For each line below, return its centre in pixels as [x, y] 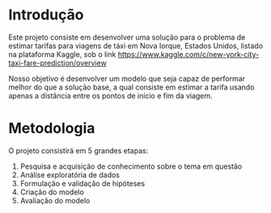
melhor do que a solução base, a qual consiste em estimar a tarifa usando [131, 87]
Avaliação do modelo [55, 200]
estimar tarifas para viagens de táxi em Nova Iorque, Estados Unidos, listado [136, 45]
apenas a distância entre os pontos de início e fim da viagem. [110, 95]
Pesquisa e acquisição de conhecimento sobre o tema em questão [131, 166]
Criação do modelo [52, 192]
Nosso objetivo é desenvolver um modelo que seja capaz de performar [127, 78]
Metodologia [52, 129]
